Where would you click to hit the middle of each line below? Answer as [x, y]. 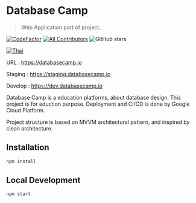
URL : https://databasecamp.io [44, 62]
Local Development [43, 180]
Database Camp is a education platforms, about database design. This [93, 97]
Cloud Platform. [26, 110]
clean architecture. [30, 128]
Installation [28, 148]
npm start [19, 194]
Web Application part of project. [61, 27]
